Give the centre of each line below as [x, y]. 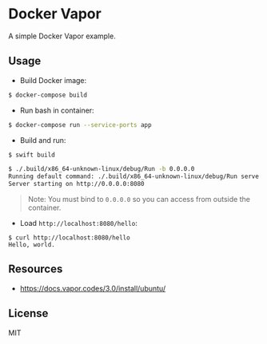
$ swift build [32, 155]
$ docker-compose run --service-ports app [80, 125]
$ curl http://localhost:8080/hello [69, 238]
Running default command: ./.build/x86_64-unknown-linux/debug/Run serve [134, 176]
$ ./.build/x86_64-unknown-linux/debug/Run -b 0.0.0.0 [102, 169]
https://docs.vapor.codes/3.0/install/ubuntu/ [93, 288]
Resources [36, 269]
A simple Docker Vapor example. [62, 36]
